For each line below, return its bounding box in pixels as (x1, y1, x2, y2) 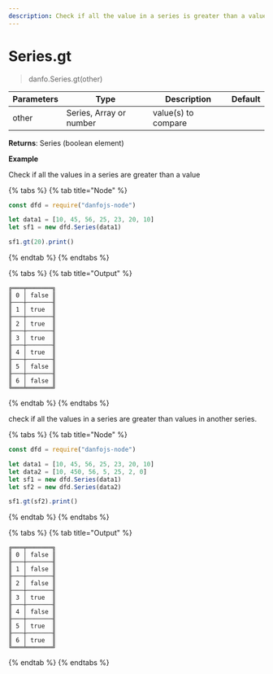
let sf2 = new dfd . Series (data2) (8, 483, 122, 491)
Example (8, 154, 39, 164)
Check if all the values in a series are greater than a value (8, 169, 201, 179)
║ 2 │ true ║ (8, 320, 57, 328)
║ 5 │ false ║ (8, 363, 57, 371)
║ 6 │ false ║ (8, 377, 57, 385)
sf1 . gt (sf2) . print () (8, 497, 79, 505)
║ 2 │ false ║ (8, 580, 57, 588)
